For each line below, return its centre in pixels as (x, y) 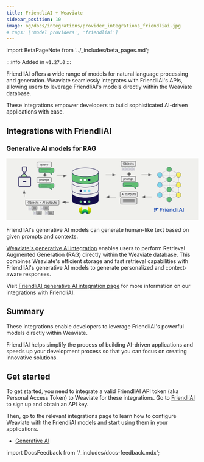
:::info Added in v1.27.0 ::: (39, 62)
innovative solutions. (32, 358)
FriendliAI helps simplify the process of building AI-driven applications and (100, 344)
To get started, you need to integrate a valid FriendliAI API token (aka (93, 391)
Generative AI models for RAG (51, 148)
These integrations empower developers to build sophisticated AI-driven (97, 105)
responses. (37, 274)
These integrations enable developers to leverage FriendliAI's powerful (95, 326)
